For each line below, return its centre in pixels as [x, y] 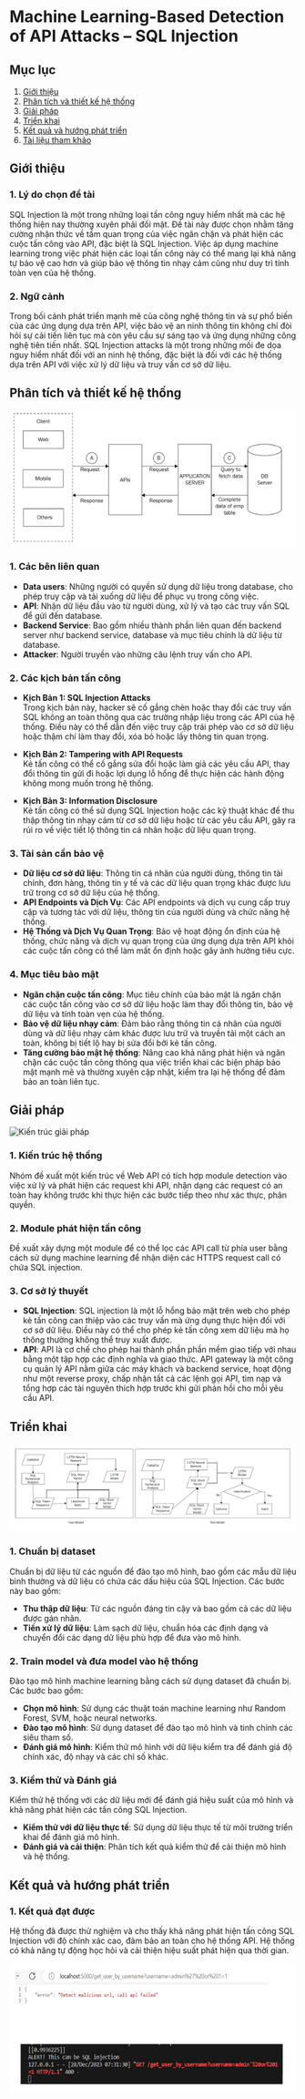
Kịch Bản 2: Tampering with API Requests [103, 754]
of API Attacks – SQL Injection [124, 36]
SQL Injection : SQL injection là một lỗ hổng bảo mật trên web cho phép [156, 1311]
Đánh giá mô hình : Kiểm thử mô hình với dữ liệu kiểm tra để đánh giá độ [158, 1747]
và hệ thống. [46, 1857]
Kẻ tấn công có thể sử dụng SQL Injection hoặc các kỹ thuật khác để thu [158, 810]
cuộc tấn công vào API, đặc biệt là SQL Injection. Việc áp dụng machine [144, 243]
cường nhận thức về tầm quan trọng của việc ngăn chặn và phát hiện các [147, 233]
